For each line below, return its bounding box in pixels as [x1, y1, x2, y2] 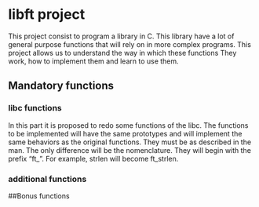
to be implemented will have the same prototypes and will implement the [8, 129, 243, 138]
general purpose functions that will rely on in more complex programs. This [8, 39, 251, 49]
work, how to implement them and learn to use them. [8, 56, 179, 66]
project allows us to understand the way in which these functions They [8, 48, 237, 57]
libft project [8, 5, 86, 24]
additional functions [8, 173, 87, 184]
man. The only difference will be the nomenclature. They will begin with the [8, 145, 251, 154]
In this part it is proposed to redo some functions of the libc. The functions [8, 120, 249, 130]
